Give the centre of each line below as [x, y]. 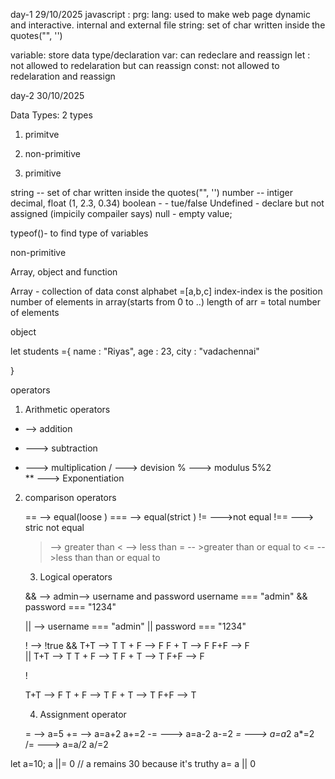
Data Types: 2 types [51, 115]
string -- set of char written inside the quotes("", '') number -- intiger [151, 192]
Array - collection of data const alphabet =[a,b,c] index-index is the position [166, 291]
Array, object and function [64, 272]
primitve [42, 134]
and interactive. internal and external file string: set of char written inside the [168, 25]
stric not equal [54, 527]
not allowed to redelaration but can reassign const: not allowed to [145, 65]
